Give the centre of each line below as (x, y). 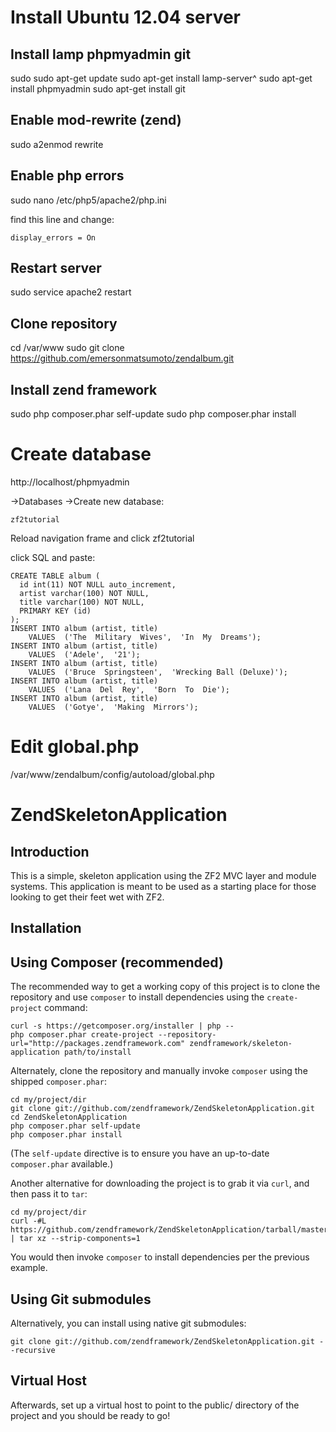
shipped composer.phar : (58, 1082)
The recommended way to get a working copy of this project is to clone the (165, 987)
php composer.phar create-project (82, 1035)
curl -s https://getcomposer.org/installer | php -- (122, 1026)
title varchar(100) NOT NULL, (82, 602)
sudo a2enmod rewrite (57, 144)
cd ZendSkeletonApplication (69, 1117)
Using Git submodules (81, 1299)
